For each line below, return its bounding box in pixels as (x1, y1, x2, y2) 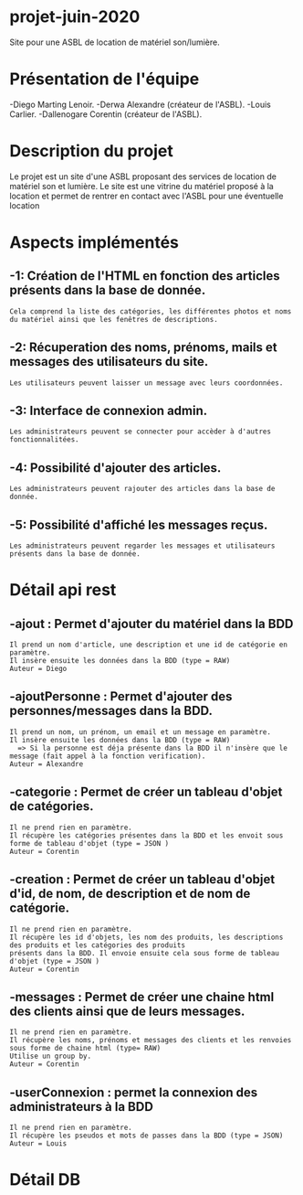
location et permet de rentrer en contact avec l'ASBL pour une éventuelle (9, 190, 284, 201)
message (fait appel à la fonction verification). (9, 752, 206, 761)
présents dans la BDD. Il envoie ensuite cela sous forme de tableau (9, 948, 280, 957)
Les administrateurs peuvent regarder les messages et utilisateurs (9, 541, 276, 550)
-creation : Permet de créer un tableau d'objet (9, 871, 276, 888)
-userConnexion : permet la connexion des (9, 1084, 258, 1100)
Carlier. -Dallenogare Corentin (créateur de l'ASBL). (9, 108, 203, 120)
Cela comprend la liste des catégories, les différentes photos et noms (9, 306, 292, 316)
